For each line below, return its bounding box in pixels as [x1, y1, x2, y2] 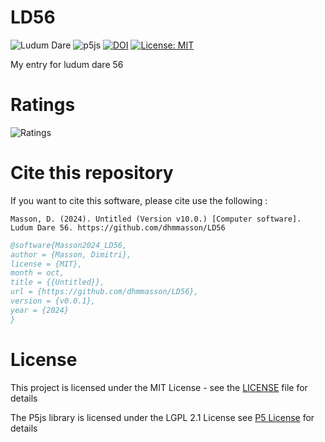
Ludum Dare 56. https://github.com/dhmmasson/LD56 [10, 222, 226, 233]
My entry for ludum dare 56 [10, 58, 124, 70]
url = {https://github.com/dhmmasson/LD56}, [10, 287, 199, 297]
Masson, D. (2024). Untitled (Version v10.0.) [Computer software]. [10, 214, 302, 224]
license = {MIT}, [10, 259, 83, 269]
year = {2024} [10, 305, 70, 315]
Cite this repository [10, 162, 174, 185]
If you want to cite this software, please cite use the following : [10, 194, 268, 206]
